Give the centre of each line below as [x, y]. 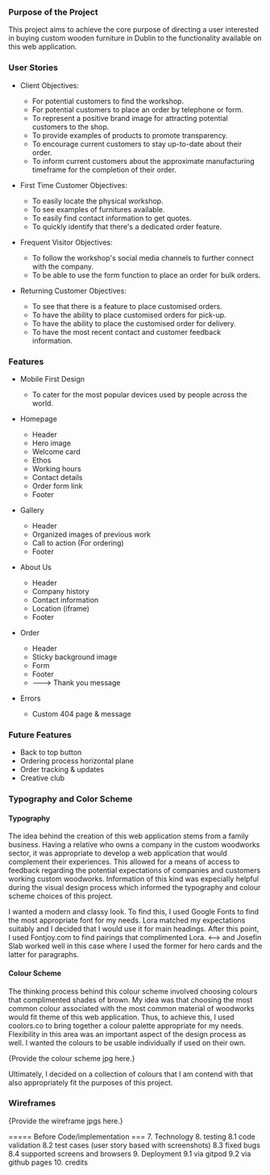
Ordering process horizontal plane [77, 761]
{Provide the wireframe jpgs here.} [66, 1121]
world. [43, 403]
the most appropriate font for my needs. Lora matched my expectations [127, 920]
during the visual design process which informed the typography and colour [135, 888]
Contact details [57, 477]
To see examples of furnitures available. [98, 209]
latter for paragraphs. [44, 955]
